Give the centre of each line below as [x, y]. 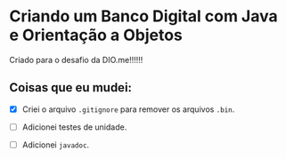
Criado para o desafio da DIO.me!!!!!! [76, 60]
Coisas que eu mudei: [70, 87]
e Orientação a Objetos [96, 35]
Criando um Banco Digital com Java [143, 16]
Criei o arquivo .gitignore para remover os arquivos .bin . [128, 109]
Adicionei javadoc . [56, 145]
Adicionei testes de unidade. [74, 127]
